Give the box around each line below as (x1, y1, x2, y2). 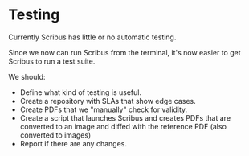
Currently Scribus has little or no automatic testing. (8, 32, 177, 42)
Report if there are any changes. (19, 138, 127, 148)
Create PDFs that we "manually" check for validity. (19, 105, 188, 114)
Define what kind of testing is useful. (19, 87, 142, 97)
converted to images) (19, 130, 92, 140)
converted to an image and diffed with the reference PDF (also (19, 121, 227, 131)
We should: (8, 72, 46, 81)
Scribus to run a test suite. (8, 56, 96, 66)
